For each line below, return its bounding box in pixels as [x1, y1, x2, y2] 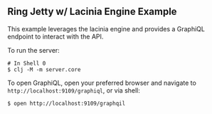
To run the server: [7, 46, 60, 54]
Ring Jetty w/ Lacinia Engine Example [7, 6, 177, 18]
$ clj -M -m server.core [7, 66, 81, 73]
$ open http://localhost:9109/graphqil [7, 100, 126, 107]
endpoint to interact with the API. [7, 32, 104, 41]
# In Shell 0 [7, 60, 46, 67]
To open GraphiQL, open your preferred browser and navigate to [7, 78, 197, 87]
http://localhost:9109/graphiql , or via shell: [7, 85, 141, 95]
